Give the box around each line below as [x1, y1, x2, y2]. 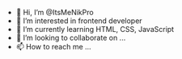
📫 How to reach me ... [15, 42, 91, 51]
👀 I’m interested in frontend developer [15, 16, 143, 26]
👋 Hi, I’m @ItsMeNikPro [15, 8, 95, 17]
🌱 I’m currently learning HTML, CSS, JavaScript [15, 25, 175, 33]
